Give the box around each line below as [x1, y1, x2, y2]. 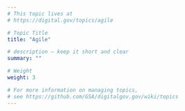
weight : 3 [7, 74, 36, 81]
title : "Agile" [7, 36, 51, 43]
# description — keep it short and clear [7, 48, 129, 56]
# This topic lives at [7, 10, 73, 17]
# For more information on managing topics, [7, 87, 138, 94]
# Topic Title [7, 29, 49, 36]
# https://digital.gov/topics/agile [7, 17, 113, 24]
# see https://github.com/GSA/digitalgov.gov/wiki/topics [7, 93, 179, 100]
